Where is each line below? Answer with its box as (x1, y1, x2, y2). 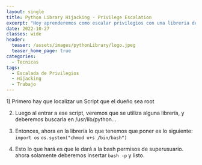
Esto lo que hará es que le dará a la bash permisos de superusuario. (14, 145, 184, 152)
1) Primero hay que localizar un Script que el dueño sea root (6, 98, 155, 105)
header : (6, 37, 26, 43)
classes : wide (6, 31, 42, 37)
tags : (6, 64, 20, 71)
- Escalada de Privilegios (11, 70, 79, 76)
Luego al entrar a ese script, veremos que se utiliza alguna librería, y (14, 109, 185, 116)
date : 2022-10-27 (6, 25, 50, 32)
